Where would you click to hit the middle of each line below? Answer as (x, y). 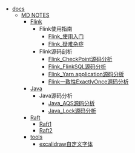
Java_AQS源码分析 (71, 103)
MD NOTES (35, 15)
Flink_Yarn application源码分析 (86, 74)
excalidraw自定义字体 (66, 144)
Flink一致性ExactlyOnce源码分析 (88, 82)
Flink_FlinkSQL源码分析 (77, 67)
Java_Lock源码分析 (72, 111)
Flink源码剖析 (56, 51)
